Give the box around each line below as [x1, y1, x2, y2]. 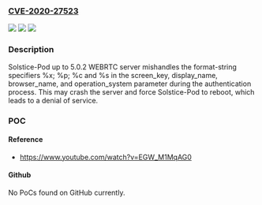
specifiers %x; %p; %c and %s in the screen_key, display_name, [8, 70, 219, 80]
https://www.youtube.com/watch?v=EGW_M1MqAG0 [19, 152, 192, 162]
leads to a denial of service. [8, 95, 99, 105]
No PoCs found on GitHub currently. [8, 188, 125, 197]
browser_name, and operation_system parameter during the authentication [8, 79, 252, 88]
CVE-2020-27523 [8, 6, 79, 17]
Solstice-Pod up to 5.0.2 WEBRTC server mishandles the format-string [8, 61, 237, 72]
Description [8, 44, 54, 55]
